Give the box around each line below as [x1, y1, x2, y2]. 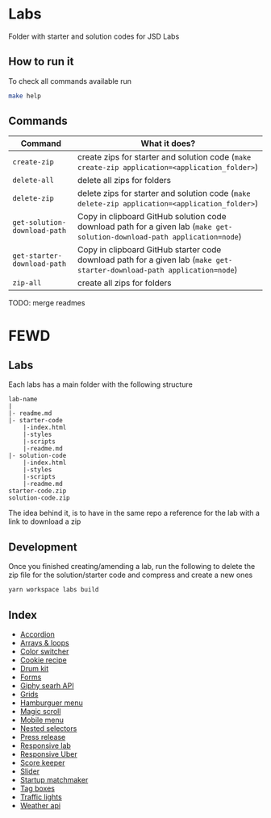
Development [8, 540, 78, 554]
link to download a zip [8, 517, 81, 526]
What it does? [140, 138, 196, 149]
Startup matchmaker [19, 774, 89, 784]
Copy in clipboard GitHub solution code [77, 211, 227, 222]
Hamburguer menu [19, 698, 83, 708]
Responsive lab [19, 741, 71, 750]
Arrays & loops [19, 637, 70, 647]
